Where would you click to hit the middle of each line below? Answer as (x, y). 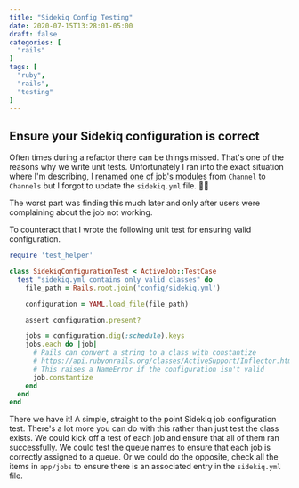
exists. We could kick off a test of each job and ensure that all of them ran (145, 438)
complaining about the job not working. (81, 212)
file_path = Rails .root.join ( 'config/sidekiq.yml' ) (123, 288)
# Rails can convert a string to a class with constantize (144, 353)
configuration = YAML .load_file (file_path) (107, 304)
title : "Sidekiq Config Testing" (71, 17)
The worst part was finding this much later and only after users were (135, 203)
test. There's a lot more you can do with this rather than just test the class (144, 428)
